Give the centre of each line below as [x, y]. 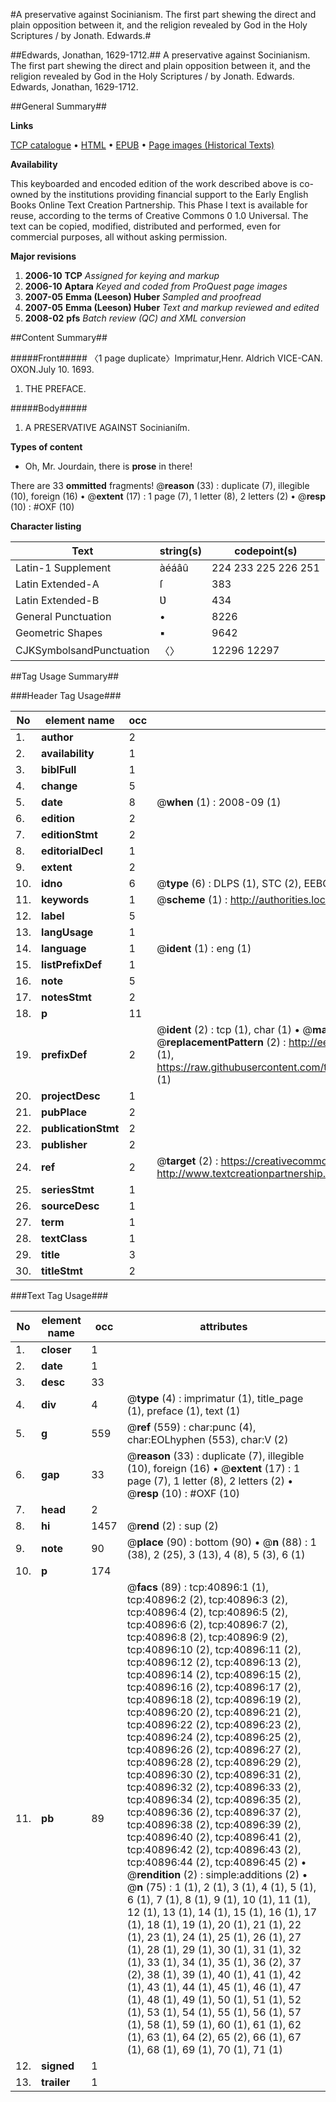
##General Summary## [58, 106]
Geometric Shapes [59, 632]
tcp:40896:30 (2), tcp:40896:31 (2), [214, 1774]
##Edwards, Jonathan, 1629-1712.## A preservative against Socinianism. [160, 55]
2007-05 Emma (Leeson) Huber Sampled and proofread [143, 297]
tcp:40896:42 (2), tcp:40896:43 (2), [214, 1849]
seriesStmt [68, 1189]
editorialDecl [72, 851]
